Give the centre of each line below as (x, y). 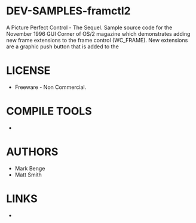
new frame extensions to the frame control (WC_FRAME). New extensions (97, 40)
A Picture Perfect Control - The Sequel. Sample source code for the (89, 27)
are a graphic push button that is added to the (63, 47)
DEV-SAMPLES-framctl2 (68, 11)
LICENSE (28, 71)
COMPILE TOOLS (49, 111)
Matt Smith (28, 175)
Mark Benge (30, 168)
